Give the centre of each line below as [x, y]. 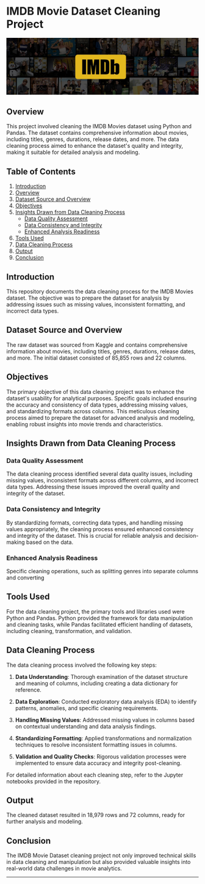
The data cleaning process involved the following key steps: [82, 665]
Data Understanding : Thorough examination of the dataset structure [101, 676]
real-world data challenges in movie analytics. [64, 869]
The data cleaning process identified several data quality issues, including [99, 474]
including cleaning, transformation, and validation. [69, 631]
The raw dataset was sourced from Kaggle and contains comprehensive [97, 345]
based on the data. [50, 542]
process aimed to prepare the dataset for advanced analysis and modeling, [101, 418]
